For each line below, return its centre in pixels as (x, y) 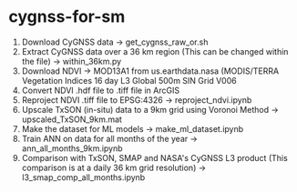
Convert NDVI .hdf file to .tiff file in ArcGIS (100, 90)
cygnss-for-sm (67, 17)
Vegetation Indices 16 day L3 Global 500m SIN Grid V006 (129, 80)
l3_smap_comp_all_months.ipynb (83, 177)
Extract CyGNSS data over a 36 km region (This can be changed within (155, 51)
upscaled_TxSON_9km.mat (72, 119)
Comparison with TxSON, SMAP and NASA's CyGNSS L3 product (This (154, 157)
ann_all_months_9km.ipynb (72, 148)
